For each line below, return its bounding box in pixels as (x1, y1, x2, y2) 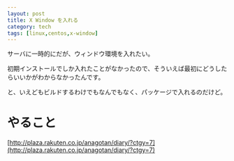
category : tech (7, 23, 52, 30)
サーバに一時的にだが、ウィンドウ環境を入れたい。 (7, 49, 154, 58)
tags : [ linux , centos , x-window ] (7, 29, 98, 37)
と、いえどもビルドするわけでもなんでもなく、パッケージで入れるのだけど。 (7, 88, 227, 96)
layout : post (7, 10, 45, 17)
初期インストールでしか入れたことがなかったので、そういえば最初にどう (7, 64, 215, 73)
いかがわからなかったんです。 (19, 73, 105, 82)
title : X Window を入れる (7, 17, 79, 24)
